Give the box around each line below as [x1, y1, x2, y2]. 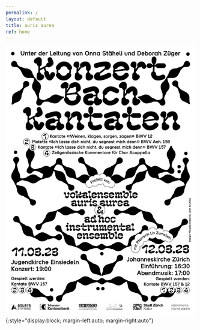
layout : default [5, 16, 46, 22]
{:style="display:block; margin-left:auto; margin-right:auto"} [5, 317, 154, 324]
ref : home [5, 29, 31, 35]
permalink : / [5, 10, 38, 16]
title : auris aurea [5, 22, 55, 28]
